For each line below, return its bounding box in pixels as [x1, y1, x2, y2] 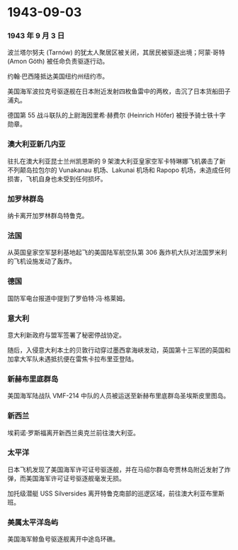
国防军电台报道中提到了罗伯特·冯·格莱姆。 [7, 294, 130, 302]
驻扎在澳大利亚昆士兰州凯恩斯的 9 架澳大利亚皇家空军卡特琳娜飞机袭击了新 [7, 156, 226, 165]
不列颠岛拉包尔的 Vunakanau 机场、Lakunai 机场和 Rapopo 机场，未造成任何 [7, 166, 231, 174]
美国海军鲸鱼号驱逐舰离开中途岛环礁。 [7, 535, 119, 544]
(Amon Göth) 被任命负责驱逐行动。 [7, 57, 109, 66]
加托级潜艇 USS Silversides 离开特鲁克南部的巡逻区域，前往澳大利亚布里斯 [7, 489, 225, 498]
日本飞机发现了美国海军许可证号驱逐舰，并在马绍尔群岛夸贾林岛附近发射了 [7, 465, 225, 474]
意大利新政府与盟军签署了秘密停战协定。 [7, 331, 125, 339]
